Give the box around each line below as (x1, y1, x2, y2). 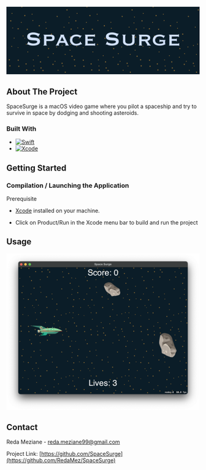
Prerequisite (6, 195, 37, 202)
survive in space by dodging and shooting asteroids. (6, 109, 139, 117)
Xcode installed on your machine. (15, 207, 100, 214)
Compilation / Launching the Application (6, 181, 129, 190)
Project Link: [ (6, 450, 42, 458)
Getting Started (6, 163, 67, 173)
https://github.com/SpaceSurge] (40, 450, 123, 458)
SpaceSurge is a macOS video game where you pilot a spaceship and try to (6, 102, 197, 110)
